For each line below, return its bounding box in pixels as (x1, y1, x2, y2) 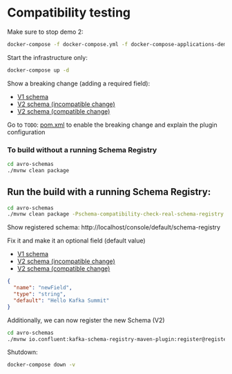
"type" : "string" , (13, 291, 67, 298)
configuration (7, 127, 46, 136)
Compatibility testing (7, 5, 131, 21)
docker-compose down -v (7, 362, 76, 368)
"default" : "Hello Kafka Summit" (13, 297, 110, 304)
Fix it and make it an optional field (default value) (7, 236, 146, 245)
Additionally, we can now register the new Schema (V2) (7, 315, 165, 324)
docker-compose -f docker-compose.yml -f (7, 41, 128, 48)
